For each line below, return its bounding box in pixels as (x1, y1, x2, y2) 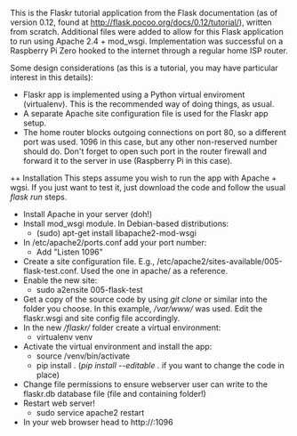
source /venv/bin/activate (36, 351, 131, 361)
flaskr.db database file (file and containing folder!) (22, 389, 207, 399)
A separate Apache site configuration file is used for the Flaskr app (22, 109, 269, 118)
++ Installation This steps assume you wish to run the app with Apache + (10, 173, 277, 183)
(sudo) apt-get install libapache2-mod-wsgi (36, 228, 197, 238)
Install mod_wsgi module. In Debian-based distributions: (22, 218, 229, 229)
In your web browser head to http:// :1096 (22, 417, 173, 427)
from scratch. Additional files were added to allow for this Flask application (10, 27, 284, 36)
